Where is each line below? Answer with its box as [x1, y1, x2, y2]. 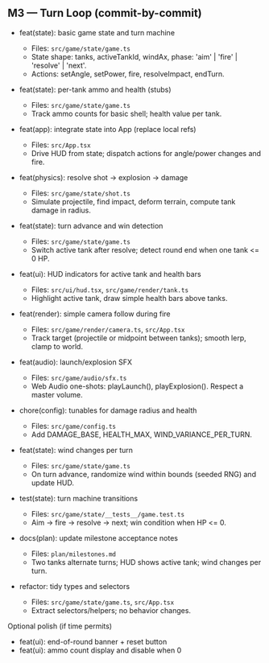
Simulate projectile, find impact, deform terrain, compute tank [31, 196, 236, 206]
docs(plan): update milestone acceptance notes [19, 533, 179, 542]
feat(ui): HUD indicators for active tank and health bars [19, 269, 202, 278]
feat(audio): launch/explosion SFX [19, 357, 132, 367]
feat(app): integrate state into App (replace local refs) [19, 124, 197, 134]
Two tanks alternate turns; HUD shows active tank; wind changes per [31, 557, 262, 566]
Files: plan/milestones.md [31, 549, 117, 558]
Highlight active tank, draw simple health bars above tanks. [31, 293, 228, 303]
